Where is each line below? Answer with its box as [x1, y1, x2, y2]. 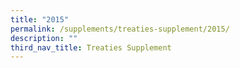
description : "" [10, 33, 78, 43]
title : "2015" [10, 14, 70, 25]
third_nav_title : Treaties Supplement [10, 42, 172, 53]
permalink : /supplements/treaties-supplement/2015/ [10, 24, 230, 34]
